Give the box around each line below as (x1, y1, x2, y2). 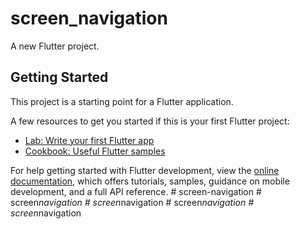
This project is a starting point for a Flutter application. (10, 95, 234, 107)
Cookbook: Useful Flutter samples (24, 145, 166, 157)
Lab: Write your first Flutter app (24, 134, 155, 146)
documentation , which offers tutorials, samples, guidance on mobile (10, 175, 290, 187)
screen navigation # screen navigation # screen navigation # (10, 196, 255, 208)
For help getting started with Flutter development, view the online (10, 164, 280, 176)
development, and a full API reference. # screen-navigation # (10, 185, 262, 197)
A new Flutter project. (10, 40, 100, 52)
